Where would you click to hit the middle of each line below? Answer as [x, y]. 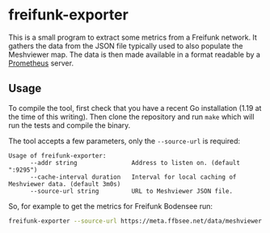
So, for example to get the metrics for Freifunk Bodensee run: [110, 206]
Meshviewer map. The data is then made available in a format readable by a [135, 54]
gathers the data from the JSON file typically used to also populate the [126, 45]
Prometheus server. [41, 63]
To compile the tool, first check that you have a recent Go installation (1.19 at [135, 108]
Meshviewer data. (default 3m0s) [65, 184]
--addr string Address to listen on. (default [135, 163]
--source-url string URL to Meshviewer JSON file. [131, 191]
